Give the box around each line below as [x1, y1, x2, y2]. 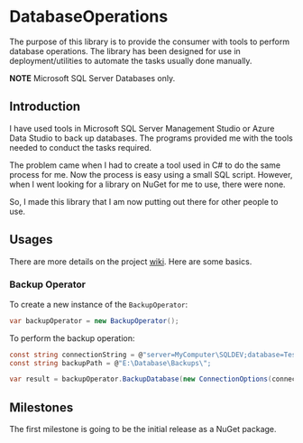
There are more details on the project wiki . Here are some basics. [9, 255, 252, 267]
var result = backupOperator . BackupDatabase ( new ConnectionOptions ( [9, 374, 272, 384]
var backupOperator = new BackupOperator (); [9, 316, 179, 326]
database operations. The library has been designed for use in [9, 45, 241, 56]
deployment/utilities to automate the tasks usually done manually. [9, 55, 252, 66]
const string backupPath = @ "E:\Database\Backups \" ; [9, 358, 212, 367]
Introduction [9, 99, 81, 115]
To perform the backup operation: [9, 332, 135, 344]
